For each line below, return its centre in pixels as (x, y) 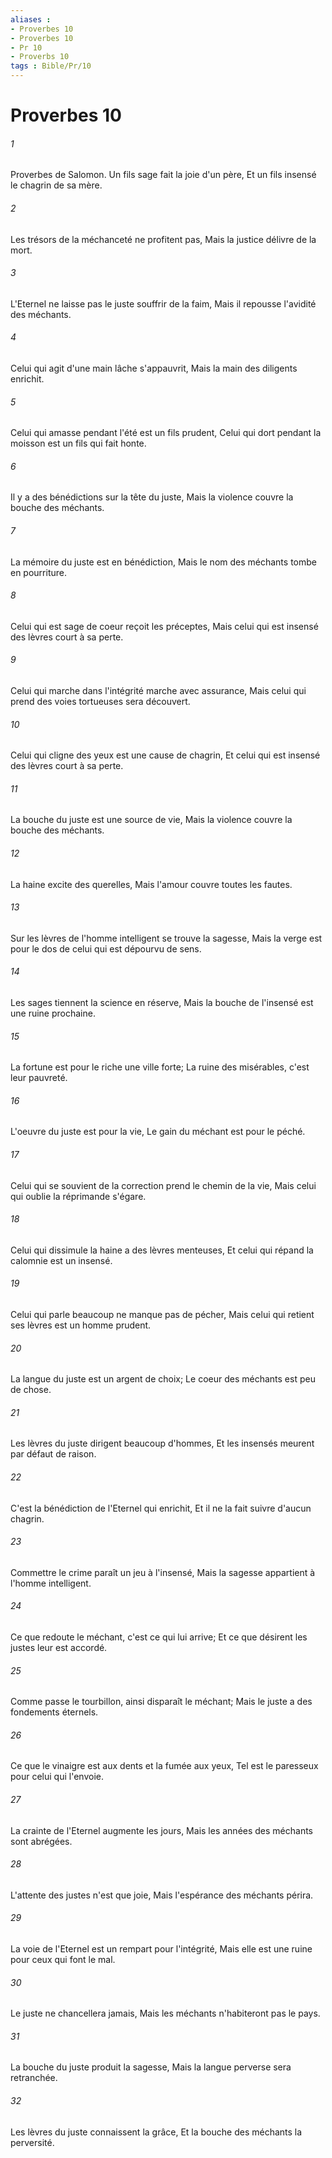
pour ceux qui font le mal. (63, 1960)
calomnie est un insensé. (61, 1260)
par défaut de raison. (53, 1454)
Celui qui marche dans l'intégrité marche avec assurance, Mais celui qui (158, 691)
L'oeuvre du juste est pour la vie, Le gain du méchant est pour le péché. (158, 1132)
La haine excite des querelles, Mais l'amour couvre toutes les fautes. (151, 884)
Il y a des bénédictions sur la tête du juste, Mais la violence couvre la (152, 497)
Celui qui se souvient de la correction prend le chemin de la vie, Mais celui (163, 1185)
